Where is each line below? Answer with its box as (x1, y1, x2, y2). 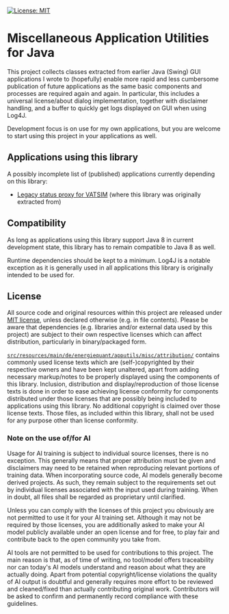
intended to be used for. (7, 270, 75, 279)
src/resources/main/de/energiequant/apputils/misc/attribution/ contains (7, 351, 220, 359)
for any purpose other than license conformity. (7, 416, 139, 424)
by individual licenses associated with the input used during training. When (7, 485, 219, 494)
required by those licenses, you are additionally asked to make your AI (7, 520, 205, 528)
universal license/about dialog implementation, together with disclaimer (7, 97, 208, 105)
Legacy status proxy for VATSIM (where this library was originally (16, 190, 202, 199)
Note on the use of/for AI (7, 433, 91, 443)
